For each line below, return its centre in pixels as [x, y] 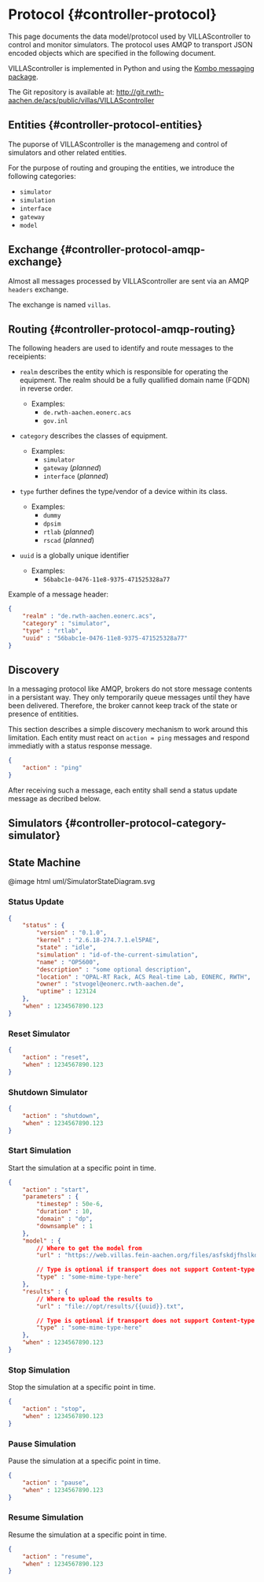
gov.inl [55, 421]
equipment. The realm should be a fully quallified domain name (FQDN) [135, 381]
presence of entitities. [44, 714]
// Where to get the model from [90, 1248]
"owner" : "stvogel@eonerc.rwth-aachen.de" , [110, 984]
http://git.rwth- [140, 91]
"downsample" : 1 [64, 1226]
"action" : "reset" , [56, 1057]
